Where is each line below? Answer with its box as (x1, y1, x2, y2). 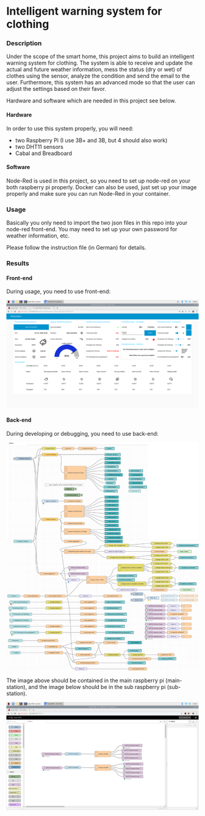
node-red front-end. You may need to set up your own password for (6, 226, 178, 233)
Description (6, 39, 42, 48)
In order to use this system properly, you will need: (6, 125, 134, 132)
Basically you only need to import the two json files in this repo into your (6, 219, 188, 226)
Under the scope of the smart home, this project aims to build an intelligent (6, 53, 195, 60)
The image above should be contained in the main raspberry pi (6, 676, 165, 684)
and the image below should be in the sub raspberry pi (28, 683, 166, 690)
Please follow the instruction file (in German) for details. (6, 244, 146, 251)
